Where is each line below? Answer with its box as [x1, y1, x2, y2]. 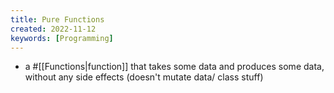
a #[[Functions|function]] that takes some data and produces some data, [24, 61, 325, 73]
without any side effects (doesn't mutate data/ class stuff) [24, 71, 264, 83]
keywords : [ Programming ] [10, 33, 114, 43]
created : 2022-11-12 [10, 24, 97, 34]
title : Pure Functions [10, 14, 105, 25]
